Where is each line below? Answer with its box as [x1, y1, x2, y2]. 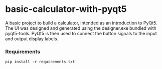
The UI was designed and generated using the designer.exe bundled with [5, 25, 156, 31]
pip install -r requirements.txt [5, 60, 75, 65]
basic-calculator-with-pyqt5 [5, 3, 127, 15]
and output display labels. [5, 36, 59, 42]
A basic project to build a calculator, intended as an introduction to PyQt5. [5, 20, 157, 26]
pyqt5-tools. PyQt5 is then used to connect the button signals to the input [5, 30, 157, 36]
